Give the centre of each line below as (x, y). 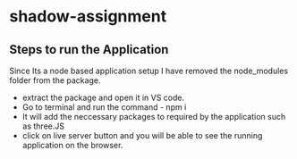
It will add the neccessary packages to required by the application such (154, 117)
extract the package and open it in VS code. (103, 97)
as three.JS (43, 126)
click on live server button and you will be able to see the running (142, 135)
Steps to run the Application (89, 50)
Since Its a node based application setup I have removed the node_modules (149, 71)
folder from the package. (55, 80)
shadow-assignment (88, 17)
